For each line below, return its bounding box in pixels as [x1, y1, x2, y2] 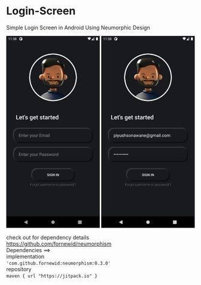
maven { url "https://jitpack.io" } [6, 273, 98, 279]
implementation [6, 253, 45, 260]
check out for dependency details [6, 234, 90, 241]
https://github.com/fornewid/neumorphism [6, 240, 112, 247]
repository [6, 265, 32, 272]
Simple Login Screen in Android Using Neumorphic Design [6, 24, 151, 31]
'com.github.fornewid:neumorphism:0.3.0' [6, 260, 111, 266]
